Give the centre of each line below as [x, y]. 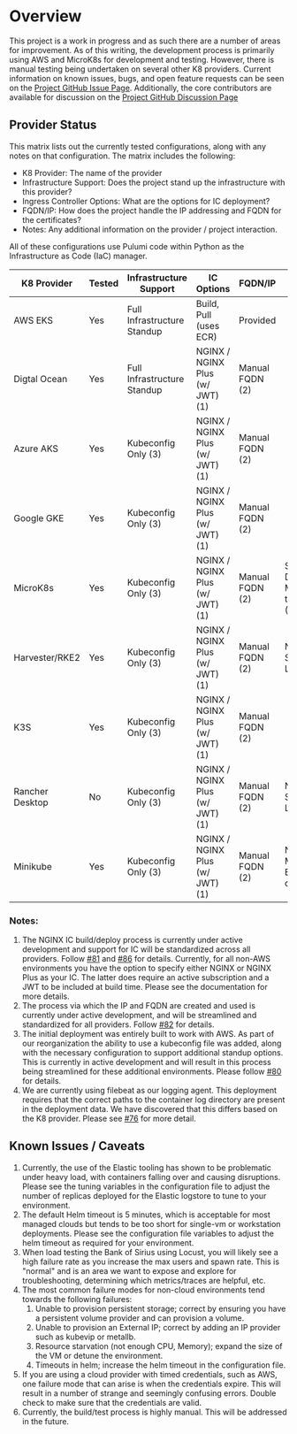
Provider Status [53, 125]
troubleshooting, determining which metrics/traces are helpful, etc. [144, 1280]
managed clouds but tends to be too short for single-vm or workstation [151, 1223]
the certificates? [52, 219]
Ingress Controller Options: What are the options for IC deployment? [146, 201]
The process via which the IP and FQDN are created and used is [139, 1006]
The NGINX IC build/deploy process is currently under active [132, 940]
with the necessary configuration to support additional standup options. [152, 1053]
